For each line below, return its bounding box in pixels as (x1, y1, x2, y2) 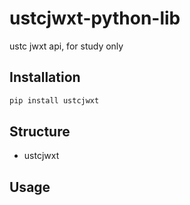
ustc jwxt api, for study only (9, 40, 124, 52)
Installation (9, 69, 81, 86)
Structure (9, 123, 71, 141)
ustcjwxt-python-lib (9, 7, 181, 30)
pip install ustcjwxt (9, 95, 100, 106)
